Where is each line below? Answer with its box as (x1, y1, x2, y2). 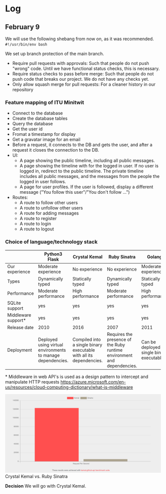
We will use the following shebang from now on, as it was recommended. (5, 36, 154, 42)
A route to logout (19, 226, 54, 232)
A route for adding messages (19, 210, 79, 216)
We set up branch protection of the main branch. (5, 51, 104, 56)
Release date (7, 324, 34, 330)
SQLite (7, 300, 21, 306)
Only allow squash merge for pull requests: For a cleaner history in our (12, 81, 156, 87)
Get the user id (12, 126, 43, 132)
